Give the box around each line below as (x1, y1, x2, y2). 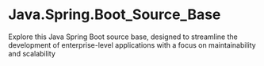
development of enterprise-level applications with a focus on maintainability (8, 40, 256, 49)
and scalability (8, 49, 55, 58)
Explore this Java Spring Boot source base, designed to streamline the (8, 32, 238, 41)
